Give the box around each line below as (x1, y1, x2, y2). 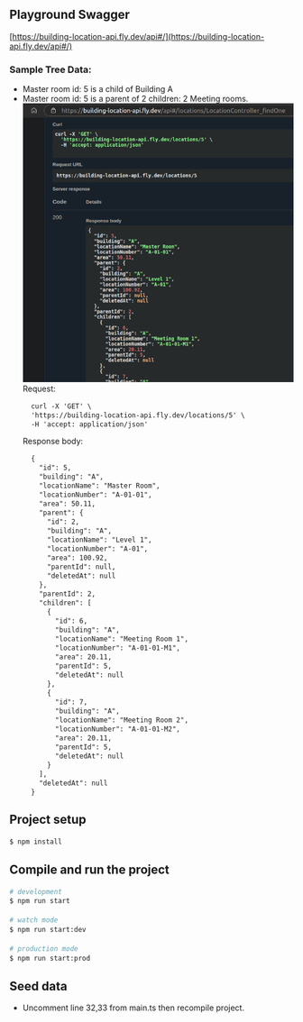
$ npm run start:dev (9, 926, 87, 935)
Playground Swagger (9, 7, 131, 23)
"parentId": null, (46, 562, 116, 571)
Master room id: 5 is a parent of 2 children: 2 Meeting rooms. (22, 94, 249, 105)
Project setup (9, 812, 87, 827)
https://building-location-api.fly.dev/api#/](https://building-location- (12, 31, 264, 41)
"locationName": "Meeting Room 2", (55, 716, 189, 725)
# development (9, 887, 63, 896)
